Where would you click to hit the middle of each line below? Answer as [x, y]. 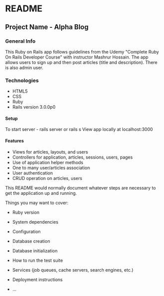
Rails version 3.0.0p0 [34, 107]
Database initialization [35, 250]
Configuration [26, 232]
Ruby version [26, 212]
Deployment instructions [38, 279]
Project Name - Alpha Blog [47, 27]
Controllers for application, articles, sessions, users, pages [73, 157]
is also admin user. [24, 67]
